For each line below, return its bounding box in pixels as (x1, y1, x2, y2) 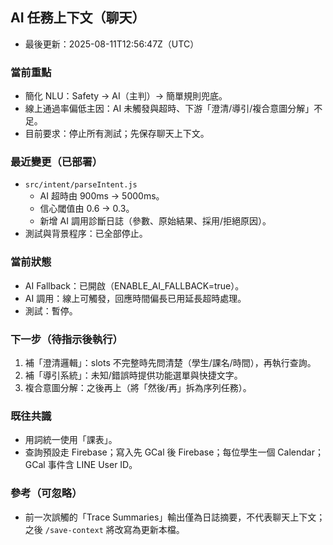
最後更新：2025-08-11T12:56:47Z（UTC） (24, 38, 200, 50)
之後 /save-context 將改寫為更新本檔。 (24, 523, 185, 535)
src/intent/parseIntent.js (24, 180, 138, 190)
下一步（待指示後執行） (10, 332, 123, 346)
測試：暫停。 (24, 304, 78, 317)
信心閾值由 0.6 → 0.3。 (39, 203, 135, 215)
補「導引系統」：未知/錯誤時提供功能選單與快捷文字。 (24, 369, 243, 381)
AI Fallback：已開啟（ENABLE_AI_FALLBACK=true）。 (24, 279, 245, 292)
